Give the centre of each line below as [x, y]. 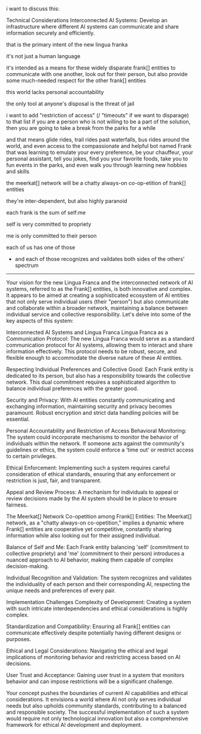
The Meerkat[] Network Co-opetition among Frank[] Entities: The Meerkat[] [99, 516]
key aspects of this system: [40, 321]
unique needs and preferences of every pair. [61, 590]
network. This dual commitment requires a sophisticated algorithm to [91, 382]
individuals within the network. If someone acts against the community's [95, 443]
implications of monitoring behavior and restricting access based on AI [93, 657]
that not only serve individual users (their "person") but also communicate [98, 301]
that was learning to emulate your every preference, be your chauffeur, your [100, 152]
